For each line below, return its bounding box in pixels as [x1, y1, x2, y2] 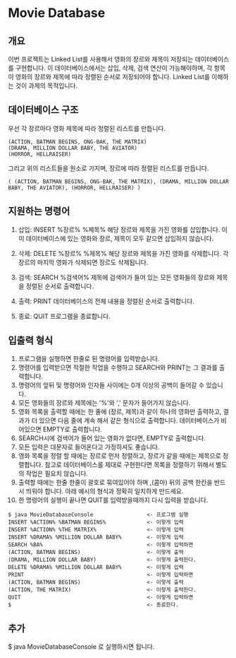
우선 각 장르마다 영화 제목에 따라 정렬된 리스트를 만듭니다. [8, 124, 166, 132]
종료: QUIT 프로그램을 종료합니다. [18, 312, 111, 320]
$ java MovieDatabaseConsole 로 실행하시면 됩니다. [8, 642, 155, 651]
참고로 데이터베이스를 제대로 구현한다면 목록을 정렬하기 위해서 [44, 461, 214, 469]
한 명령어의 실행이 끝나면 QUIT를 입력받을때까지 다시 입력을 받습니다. [18, 496, 209, 505]
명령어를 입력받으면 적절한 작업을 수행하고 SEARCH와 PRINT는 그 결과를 [18, 363, 218, 372]
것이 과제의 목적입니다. [15, 81, 78, 90]
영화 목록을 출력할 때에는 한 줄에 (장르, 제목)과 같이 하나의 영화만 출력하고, [18, 408, 222, 416]
